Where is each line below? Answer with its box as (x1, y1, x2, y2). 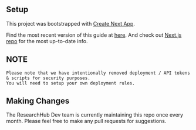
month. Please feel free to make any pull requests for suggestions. (6, 118, 167, 125)
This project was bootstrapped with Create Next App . (6, 20, 135, 27)
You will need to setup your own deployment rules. (6, 80, 135, 86)
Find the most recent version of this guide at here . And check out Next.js (6, 31, 182, 38)
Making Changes (6, 96, 70, 106)
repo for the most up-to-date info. (6, 37, 88, 44)
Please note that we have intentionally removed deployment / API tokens (6, 70, 191, 76)
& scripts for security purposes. (6, 75, 91, 81)
